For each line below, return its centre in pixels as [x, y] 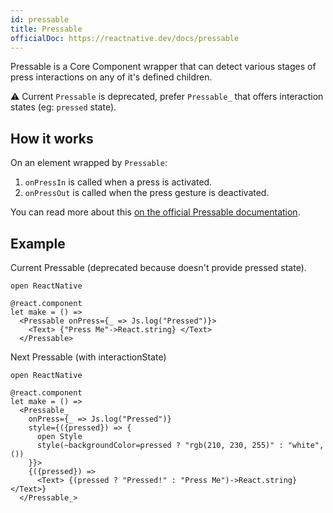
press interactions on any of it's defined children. [111, 77]
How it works [52, 138]
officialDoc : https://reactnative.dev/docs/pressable [125, 38]
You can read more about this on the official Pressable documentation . [155, 212]
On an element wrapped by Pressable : [89, 163]
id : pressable [40, 19]
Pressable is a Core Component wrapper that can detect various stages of [163, 67]
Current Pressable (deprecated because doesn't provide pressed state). [158, 267]
